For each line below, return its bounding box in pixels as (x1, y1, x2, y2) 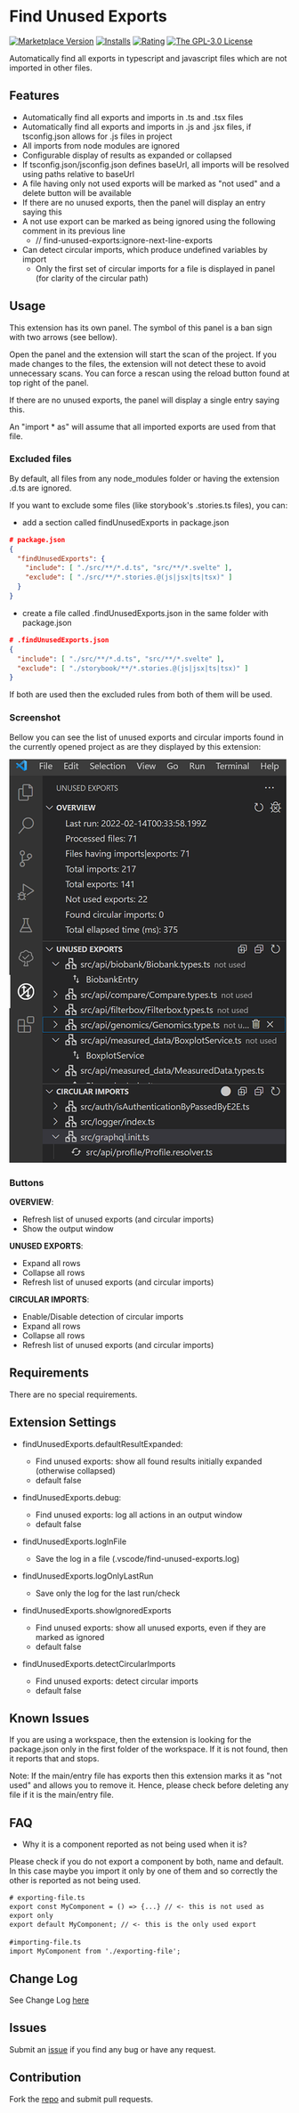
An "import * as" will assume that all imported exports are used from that (9, 421, 276, 432)
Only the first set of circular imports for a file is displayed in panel (35, 263, 276, 273)
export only (9, 1912, 53, 1921)
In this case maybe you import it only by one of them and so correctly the (9, 1865, 279, 1876)
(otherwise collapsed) (35, 1465, 116, 1475)
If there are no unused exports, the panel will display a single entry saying (9, 394, 280, 405)
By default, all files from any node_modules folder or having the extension (9, 473, 280, 484)
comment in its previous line (21, 225, 126, 236)
